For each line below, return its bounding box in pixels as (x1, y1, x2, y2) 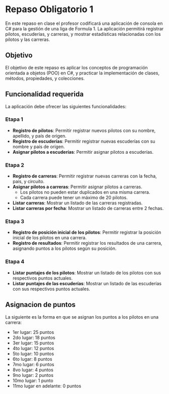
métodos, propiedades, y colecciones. (5, 75, 85, 81)
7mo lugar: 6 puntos (12, 361, 54, 367)
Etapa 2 (5, 161, 24, 168)
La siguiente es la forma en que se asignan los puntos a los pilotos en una (5, 314, 159, 320)
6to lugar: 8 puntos (12, 356, 52, 362)
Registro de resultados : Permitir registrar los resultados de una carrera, (12, 240, 162, 246)
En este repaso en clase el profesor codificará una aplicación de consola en (5, 20, 163, 26)
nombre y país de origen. (12, 143, 65, 150)
